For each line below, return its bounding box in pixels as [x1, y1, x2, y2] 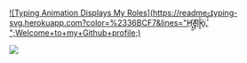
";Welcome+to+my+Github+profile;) [9, 28, 141, 38]
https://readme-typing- [152, 8, 238, 18]
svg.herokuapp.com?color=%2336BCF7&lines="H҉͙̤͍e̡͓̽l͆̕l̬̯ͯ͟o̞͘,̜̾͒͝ [9, 18, 209, 28]
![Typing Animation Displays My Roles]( [9, 8, 154, 18]
